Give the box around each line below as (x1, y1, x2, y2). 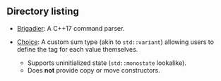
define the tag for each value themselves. (16, 45, 138, 53)
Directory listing (6, 6, 79, 17)
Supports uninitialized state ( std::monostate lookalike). (27, 59, 186, 67)
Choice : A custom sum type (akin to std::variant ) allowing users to (16, 38, 215, 46)
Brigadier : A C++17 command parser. (16, 24, 125, 32)
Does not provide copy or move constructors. (27, 66, 160, 74)
